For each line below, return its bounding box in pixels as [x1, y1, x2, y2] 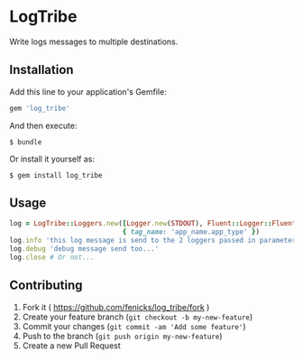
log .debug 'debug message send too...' [9, 245, 160, 254]
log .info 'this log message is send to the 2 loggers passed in [9, 236, 256, 245]
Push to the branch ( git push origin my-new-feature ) [22, 330, 223, 341]
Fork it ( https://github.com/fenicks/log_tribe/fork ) [22, 301, 210, 312]
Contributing [9, 278, 83, 293]
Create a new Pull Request [22, 340, 122, 351]
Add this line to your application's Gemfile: [9, 86, 167, 97]
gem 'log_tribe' [9, 104, 70, 113]
